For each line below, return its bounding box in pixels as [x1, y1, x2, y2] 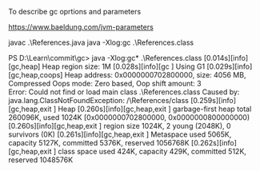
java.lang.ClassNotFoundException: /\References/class [8, 96, 190, 105]
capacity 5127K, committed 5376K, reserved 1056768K [8, 138, 190, 147]
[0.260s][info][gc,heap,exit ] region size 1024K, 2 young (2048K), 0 [8, 121, 231, 130]
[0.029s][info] [206, 62, 253, 71]
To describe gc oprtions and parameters [8, 7, 142, 16]
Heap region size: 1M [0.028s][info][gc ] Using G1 [42, 62, 206, 71]
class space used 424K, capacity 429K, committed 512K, [58, 147, 246, 156]
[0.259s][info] [190, 96, 237, 105]
